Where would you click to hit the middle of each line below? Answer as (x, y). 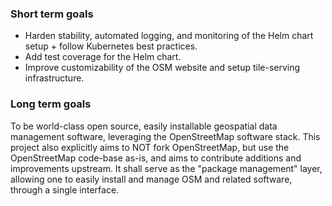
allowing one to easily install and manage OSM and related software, (151, 179)
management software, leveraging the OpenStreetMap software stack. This (165, 136)
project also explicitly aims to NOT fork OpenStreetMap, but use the (150, 147)
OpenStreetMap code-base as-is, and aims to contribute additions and (156, 158)
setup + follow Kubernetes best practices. (111, 46)
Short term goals (52, 14)
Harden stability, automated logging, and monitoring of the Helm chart (169, 36)
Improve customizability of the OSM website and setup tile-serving (162, 68)
